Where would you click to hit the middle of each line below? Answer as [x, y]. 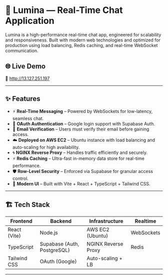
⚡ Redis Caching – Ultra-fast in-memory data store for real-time [78, 158]
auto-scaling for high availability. [46, 147]
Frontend [21, 221]
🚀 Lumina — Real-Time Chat [64, 10]
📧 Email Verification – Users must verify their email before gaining [81, 129]
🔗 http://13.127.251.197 [27, 78]
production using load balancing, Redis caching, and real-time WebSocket [81, 45]
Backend [60, 221]
